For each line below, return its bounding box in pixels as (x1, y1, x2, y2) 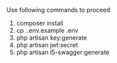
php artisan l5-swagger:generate (16, 48, 110, 56)
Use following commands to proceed (6, 6, 111, 14)
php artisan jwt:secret (16, 41, 78, 49)
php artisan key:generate (16, 34, 88, 42)
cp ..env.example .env (16, 27, 79, 34)
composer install (16, 19, 64, 27)
